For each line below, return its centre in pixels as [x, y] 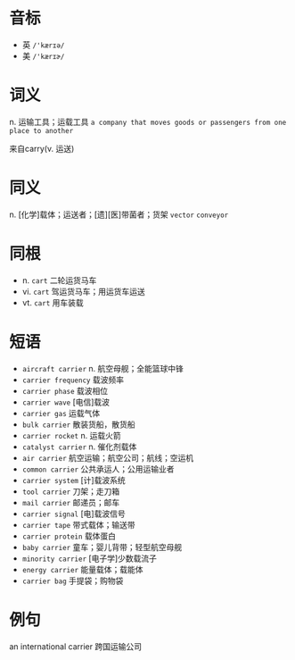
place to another [41, 130]
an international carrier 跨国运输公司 [76, 646]
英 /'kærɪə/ [43, 45]
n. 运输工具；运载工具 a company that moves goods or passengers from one [148, 121]
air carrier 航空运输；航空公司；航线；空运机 [108, 457]
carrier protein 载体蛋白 [69, 536]
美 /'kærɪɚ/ [43, 55]
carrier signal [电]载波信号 [74, 514]
